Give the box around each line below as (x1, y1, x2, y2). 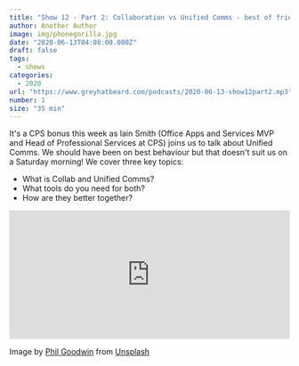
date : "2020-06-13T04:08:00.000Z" (9, 37, 138, 47)
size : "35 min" (9, 104, 66, 113)
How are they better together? (21, 193, 133, 203)
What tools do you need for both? (21, 183, 145, 194)
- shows (17, 63, 46, 72)
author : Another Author (9, 21, 98, 30)
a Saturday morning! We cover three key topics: (9, 156, 184, 167)
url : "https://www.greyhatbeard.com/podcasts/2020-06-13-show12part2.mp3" (9, 87, 293, 96)
